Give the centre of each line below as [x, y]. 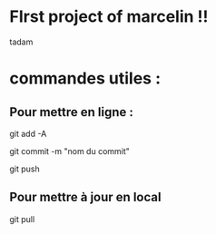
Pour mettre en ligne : [72, 112]
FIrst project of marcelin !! [109, 17]
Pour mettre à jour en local [85, 197]
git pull [22, 219]
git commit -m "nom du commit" [69, 151]
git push [25, 169]
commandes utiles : [85, 78]
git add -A [28, 133]
